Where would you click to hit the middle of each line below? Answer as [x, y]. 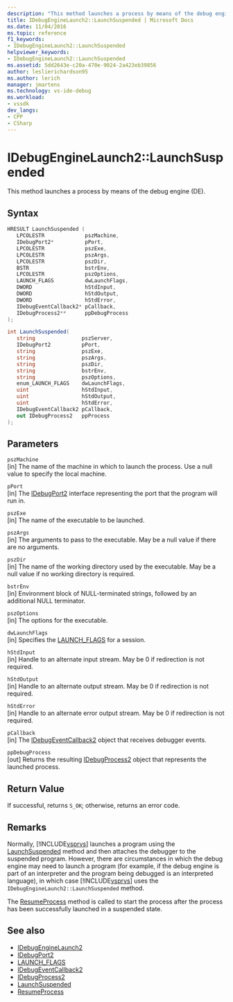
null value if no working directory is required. [71, 574]
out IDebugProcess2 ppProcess [63, 416]
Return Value [36, 789]
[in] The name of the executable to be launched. [76, 520]
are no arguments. [33, 547]
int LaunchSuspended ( [38, 332]
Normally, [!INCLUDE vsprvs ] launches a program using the [91, 844]
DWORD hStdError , [66, 300]
